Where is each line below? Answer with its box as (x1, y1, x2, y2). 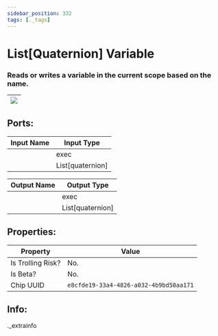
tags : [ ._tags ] (7, 16, 51, 23)
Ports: (7, 118, 34, 129)
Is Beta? (10, 269, 36, 279)
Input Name (10, 138, 50, 147)
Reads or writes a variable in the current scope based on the (7, 70, 211, 79)
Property (20, 246, 51, 256)
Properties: (7, 227, 56, 238)
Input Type (64, 138, 101, 147)
